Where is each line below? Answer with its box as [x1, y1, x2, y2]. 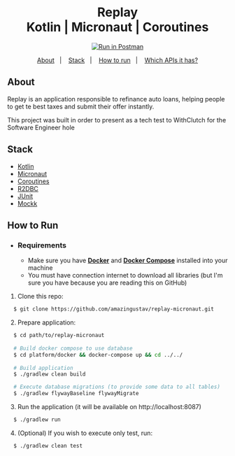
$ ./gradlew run [13, 416, 61, 423]
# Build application [13, 364, 73, 371]
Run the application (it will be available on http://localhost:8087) [17, 403, 201, 411]
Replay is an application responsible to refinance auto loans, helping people [7, 94, 225, 103]
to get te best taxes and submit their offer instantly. [7, 102, 155, 111]
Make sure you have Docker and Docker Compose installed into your [27, 256, 228, 265]
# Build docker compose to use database [13, 345, 133, 352]
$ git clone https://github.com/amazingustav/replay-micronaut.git [13, 306, 215, 313]
